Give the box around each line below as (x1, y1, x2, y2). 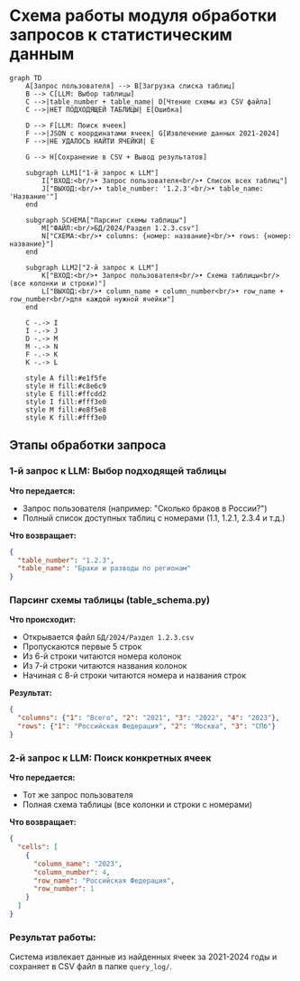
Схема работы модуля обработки (9, 5, 277, 26)
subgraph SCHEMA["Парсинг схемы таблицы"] (25, 216, 187, 225)
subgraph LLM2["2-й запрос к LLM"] (25, 263, 159, 272)
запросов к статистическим (9, 24, 232, 45)
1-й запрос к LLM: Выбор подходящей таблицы (9, 465, 227, 477)
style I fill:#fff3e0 (25, 397, 106, 406)
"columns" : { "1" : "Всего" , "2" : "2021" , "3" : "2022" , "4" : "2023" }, (17, 714, 280, 723)
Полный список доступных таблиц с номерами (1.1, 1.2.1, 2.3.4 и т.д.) (22, 512, 286, 523)
